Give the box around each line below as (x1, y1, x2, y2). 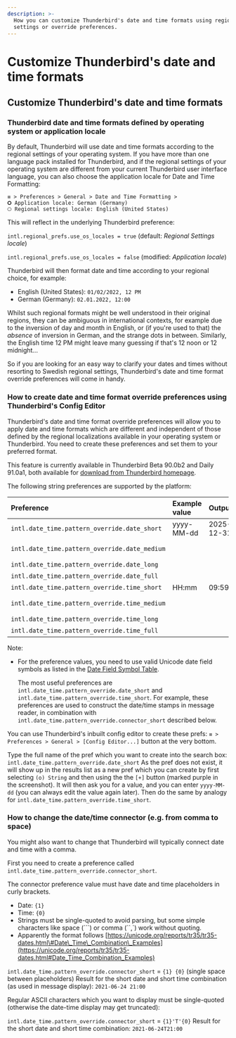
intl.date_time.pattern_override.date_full (11, 571, 159, 580)
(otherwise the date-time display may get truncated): (7, 1003, 160, 1011)
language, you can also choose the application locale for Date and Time (7, 172, 215, 181)
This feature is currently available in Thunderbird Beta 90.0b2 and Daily (7, 460, 214, 469)
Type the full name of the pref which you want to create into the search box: (7, 750, 228, 759)
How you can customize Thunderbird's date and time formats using (13, 17, 212, 24)
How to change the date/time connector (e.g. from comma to (7, 813, 219, 823)
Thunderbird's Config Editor (7, 401, 106, 411)
